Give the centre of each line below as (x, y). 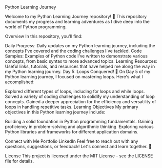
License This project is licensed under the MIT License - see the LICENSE (79, 156)
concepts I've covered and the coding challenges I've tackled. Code (73, 51)
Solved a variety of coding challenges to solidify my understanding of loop (80, 96)
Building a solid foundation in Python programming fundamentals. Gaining (79, 121)
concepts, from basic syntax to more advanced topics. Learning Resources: (81, 61)
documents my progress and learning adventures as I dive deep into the (77, 22)
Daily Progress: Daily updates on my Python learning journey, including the (80, 46)
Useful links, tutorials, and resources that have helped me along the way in (80, 66)
